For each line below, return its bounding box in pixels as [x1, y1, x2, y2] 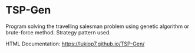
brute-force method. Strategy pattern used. [5, 29, 111, 36]
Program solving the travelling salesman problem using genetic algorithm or [5, 23, 190, 30]
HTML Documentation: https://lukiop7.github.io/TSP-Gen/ [5, 40, 145, 47]
